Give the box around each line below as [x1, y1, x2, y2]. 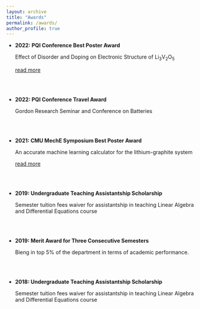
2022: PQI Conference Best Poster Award [14, 42, 120, 49]
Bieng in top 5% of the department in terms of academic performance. [14, 249, 189, 256]
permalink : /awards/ [6, 20, 58, 26]
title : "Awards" [6, 14, 47, 20]
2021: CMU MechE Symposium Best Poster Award [14, 137, 142, 144]
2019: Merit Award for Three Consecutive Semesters [14, 237, 149, 244]
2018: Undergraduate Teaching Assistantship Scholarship [14, 279, 163, 286]
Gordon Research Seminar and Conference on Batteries [14, 108, 153, 115]
